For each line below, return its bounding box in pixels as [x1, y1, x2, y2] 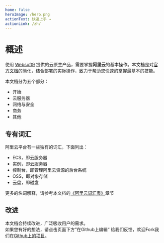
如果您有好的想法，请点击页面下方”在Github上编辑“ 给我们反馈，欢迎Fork [5, 226, 155, 232]
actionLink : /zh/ [5, 21, 41, 26]
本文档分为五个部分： [5, 78, 49, 85]
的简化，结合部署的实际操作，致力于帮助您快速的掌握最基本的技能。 [18, 68, 158, 74]
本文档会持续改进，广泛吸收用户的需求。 [5, 220, 88, 226]
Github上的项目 [14, 233, 45, 239]
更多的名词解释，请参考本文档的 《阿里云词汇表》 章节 [5, 190, 114, 196]
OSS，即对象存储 [12, 173, 48, 179]
